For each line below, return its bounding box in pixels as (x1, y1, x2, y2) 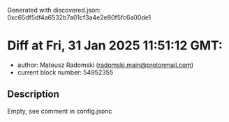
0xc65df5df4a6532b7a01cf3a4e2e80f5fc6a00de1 (7, 13, 152, 22)
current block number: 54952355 (17, 68, 114, 76)
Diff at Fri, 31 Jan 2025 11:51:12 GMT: (7, 38, 223, 54)
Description (7, 89, 59, 100)
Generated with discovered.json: (7, 6, 101, 14)
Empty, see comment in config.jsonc (7, 107, 112, 115)
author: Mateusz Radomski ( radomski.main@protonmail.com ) (17, 61, 194, 69)
